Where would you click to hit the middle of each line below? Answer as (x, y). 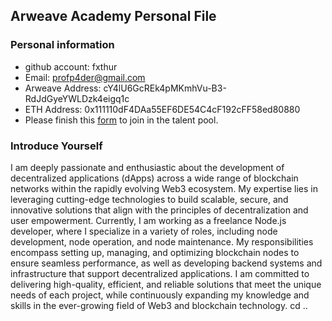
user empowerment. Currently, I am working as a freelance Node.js (148, 220)
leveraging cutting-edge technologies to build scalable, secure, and (149, 199)
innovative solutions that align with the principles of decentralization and (159, 210)
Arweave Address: (63, 88)
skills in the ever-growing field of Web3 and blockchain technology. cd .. (159, 305)
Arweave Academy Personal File (113, 16)
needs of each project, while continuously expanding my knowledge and (160, 295)
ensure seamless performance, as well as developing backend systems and (166, 263)
